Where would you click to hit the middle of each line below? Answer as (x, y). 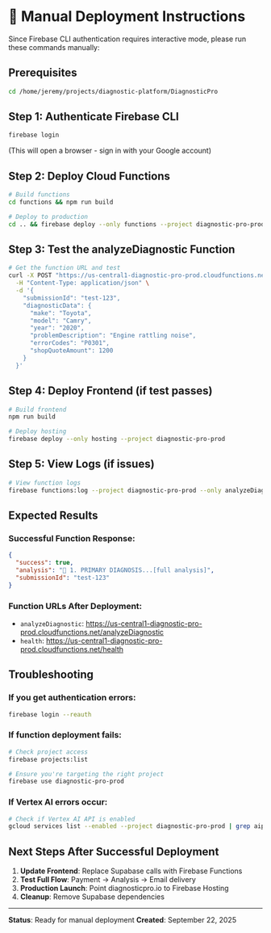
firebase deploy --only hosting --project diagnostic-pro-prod (117, 439)
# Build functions (39, 195)
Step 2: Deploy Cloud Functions (90, 176)
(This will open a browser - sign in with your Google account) (110, 151)
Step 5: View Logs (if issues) (81, 464)
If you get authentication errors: (72, 698)
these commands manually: (54, 47)
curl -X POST (30, 275)
